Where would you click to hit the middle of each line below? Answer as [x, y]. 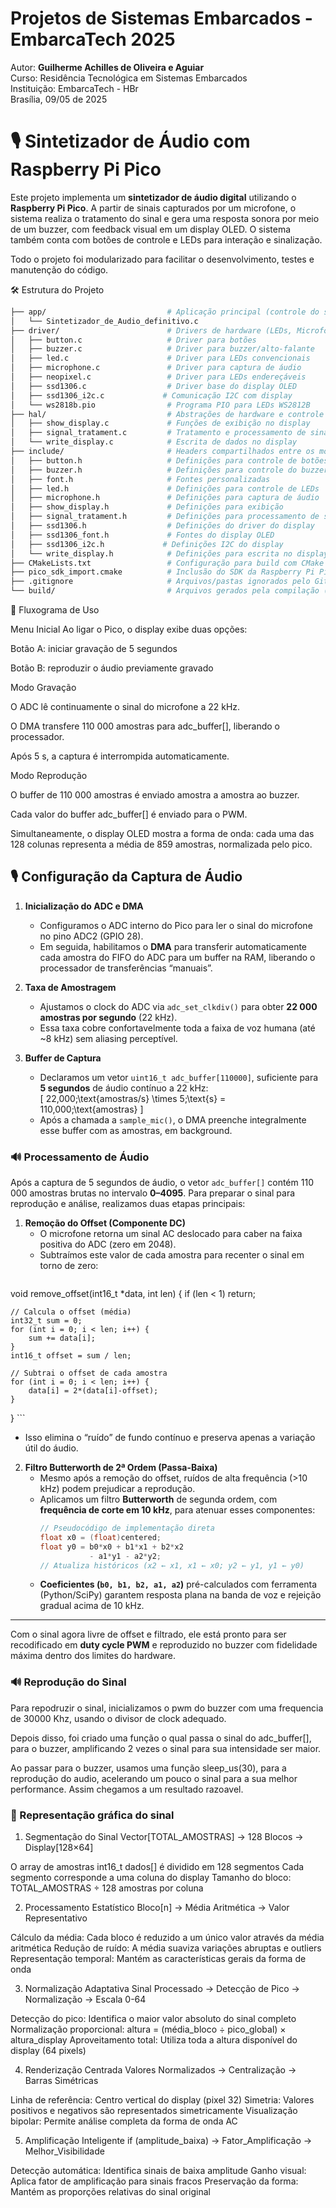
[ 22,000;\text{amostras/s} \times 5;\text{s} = [133, 1098]
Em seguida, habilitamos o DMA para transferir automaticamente [173, 946]
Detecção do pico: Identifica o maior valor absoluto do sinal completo [153, 2019]
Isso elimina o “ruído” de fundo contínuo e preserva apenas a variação [170, 1438]
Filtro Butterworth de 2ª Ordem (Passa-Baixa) [121, 1468]
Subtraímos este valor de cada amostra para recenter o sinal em [172, 1255]
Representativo [56, 1918]
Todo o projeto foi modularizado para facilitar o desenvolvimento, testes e [162, 259]
